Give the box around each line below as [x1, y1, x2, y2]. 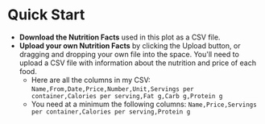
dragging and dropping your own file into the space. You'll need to [19, 49, 239, 59]
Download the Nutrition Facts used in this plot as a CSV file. [19, 32, 221, 42]
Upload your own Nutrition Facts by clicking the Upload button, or [19, 40, 241, 50]
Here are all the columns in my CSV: [31, 75, 151, 85]
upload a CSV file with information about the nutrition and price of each [19, 58, 257, 68]
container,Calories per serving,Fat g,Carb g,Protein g [31, 92, 223, 100]
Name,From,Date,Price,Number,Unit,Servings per [31, 85, 194, 93]
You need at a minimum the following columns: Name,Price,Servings [31, 99, 257, 109]
